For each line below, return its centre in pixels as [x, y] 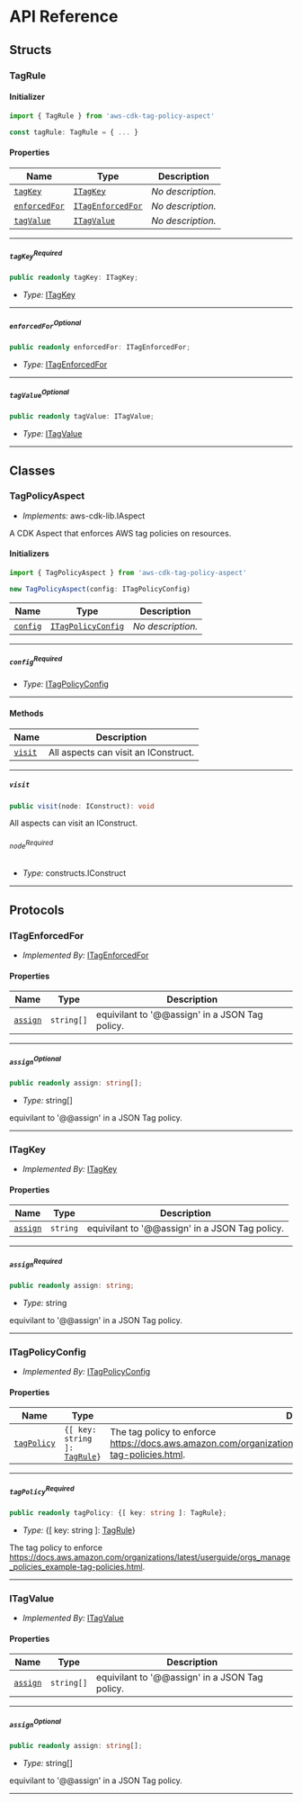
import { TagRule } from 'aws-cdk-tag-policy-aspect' [112, 116]
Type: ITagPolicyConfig [66, 684]
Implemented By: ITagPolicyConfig [86, 1372]
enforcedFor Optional [45, 324]
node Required [31, 845]
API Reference [64, 17]
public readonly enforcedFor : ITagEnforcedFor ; [100, 347]
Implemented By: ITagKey [70, 1169]
